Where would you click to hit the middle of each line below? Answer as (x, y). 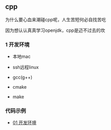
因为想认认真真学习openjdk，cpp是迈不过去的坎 (55, 30)
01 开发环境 (24, 123)
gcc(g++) (22, 77)
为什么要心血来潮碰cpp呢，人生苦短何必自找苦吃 (56, 19)
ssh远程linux (25, 67)
